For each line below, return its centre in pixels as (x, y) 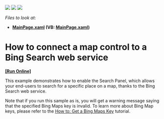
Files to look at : (21, 18)
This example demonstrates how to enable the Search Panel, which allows (80, 81)
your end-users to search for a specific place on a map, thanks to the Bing (80, 86)
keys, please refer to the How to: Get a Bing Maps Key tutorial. (68, 111)
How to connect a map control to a (76, 47)
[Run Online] (18, 71)
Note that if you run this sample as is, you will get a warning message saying (82, 100)
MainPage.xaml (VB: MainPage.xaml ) (51, 27)
